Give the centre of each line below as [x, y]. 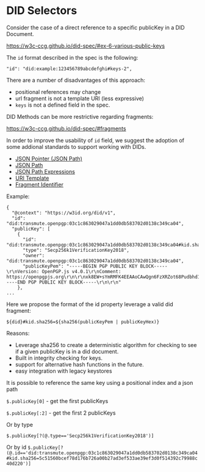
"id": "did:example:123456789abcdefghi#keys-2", [69, 69]
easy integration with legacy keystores [63, 371]
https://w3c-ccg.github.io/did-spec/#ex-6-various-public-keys [86, 46]
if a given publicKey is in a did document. [67, 351]
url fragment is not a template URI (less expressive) [80, 98]
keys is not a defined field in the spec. [63, 105]
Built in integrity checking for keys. [59, 358]
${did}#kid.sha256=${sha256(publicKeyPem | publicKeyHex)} [83, 322]
